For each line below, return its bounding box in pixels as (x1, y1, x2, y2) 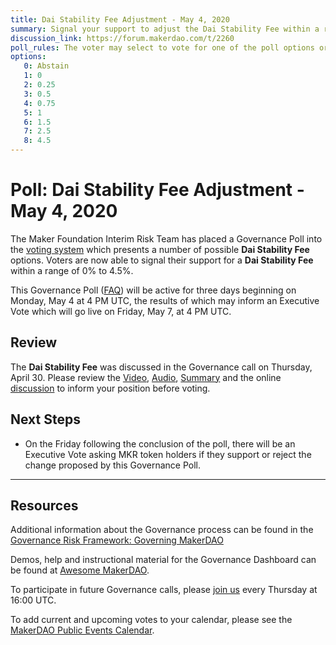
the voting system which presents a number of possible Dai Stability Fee (10, 243, 310, 255)
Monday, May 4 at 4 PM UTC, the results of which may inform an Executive (10, 294, 320, 306)
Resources (10, 497, 79, 514)
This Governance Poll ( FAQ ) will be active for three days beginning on (10, 284, 297, 296)
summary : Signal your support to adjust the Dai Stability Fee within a (10, 24, 320, 34)
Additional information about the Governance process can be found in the (10, 524, 314, 536)
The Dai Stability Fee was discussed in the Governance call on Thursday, (10, 361, 313, 373)
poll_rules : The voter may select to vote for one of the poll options (10, 42, 315, 53)
